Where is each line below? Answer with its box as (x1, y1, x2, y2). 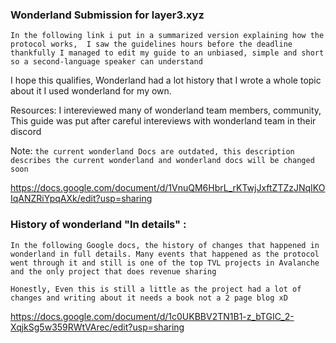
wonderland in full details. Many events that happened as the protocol (10, 249, 320, 259)
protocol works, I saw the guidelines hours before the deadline (10, 39, 293, 50)
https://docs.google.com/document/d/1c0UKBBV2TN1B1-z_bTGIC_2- (10, 310, 295, 322)
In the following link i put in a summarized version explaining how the (10, 31, 325, 41)
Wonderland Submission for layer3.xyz (10, 8, 205, 22)
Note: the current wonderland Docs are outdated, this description (10, 145, 295, 157)
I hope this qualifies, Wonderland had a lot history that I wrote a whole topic (10, 74, 322, 87)
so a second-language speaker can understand (10, 57, 203, 67)
